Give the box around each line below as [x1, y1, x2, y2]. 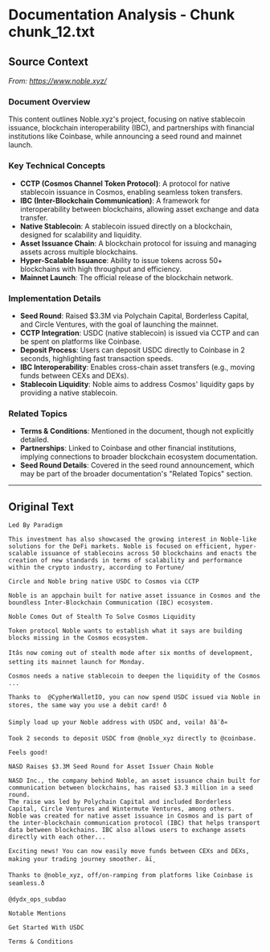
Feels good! [8, 748, 48, 756]
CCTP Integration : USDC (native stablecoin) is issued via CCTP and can [19, 328, 260, 337]
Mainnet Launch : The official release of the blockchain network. [19, 272, 234, 282]
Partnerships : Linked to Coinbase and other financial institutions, [19, 443, 237, 453]
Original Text [8, 500, 75, 513]
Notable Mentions [8, 909, 67, 917]
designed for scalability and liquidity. [19, 229, 142, 239]
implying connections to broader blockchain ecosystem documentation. [19, 452, 258, 462]
